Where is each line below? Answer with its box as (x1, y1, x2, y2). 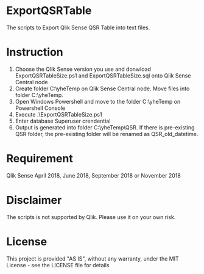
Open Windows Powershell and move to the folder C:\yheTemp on (15, 98, 181, 105)
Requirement (6, 152, 73, 165)
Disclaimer (6, 193, 62, 207)
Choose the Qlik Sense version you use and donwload (15, 65, 151, 73)
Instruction (6, 45, 63, 59)
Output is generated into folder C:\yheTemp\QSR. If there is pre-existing (15, 123, 195, 131)
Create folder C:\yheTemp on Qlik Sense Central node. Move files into (15, 85, 190, 92)
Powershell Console (15, 104, 66, 112)
